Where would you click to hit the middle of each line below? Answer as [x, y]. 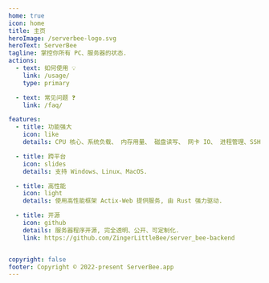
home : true [26, 16]
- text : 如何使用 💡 [46, 68]
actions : [23, 61]
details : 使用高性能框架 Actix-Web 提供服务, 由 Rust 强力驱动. [123, 201]
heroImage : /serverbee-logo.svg [62, 38]
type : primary [46, 83]
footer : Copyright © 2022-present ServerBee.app [91, 267]
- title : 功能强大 [44, 127]
